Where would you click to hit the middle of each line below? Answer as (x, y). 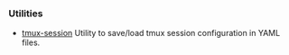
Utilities (26, 14)
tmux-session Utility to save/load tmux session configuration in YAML (151, 33)
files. (31, 42)
